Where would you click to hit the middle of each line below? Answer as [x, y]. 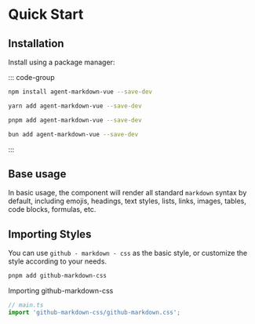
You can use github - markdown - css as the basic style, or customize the [128, 253]
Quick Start [46, 15]
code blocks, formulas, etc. [52, 209]
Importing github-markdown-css [61, 291]
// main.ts [26, 305]
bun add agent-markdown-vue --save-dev [73, 134]
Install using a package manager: [62, 62]
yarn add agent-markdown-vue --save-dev [75, 106]
